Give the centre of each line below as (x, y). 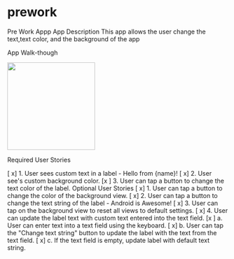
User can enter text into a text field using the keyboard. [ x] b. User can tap (116, 225)
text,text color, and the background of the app (74, 38)
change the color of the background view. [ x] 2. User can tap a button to (113, 195)
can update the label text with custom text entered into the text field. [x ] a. (115, 218)
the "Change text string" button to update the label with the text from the (112, 232)
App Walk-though (33, 52)
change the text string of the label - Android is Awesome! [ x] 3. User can (113, 203)
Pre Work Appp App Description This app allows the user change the (106, 31)
